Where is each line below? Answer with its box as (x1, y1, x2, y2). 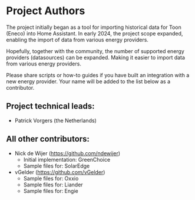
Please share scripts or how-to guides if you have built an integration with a (6, 71, 190, 78)
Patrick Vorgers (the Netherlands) (14, 117, 97, 124)
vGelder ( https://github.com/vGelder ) (14, 168, 105, 175)
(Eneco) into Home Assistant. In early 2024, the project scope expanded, (6, 29, 183, 37)
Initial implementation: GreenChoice (23, 156, 111, 163)
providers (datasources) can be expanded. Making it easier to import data (6, 54, 186, 61)
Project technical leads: (6, 101, 95, 112)
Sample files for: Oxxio (23, 175, 79, 182)
